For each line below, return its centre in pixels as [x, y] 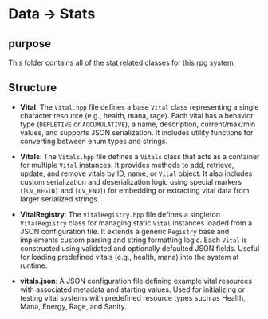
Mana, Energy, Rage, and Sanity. [73, 306]
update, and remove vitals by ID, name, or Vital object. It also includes [136, 173]
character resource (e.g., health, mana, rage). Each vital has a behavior [136, 115]
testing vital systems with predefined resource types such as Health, [132, 297]
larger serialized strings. [59, 199]
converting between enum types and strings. [93, 141]
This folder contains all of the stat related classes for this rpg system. [122, 62]
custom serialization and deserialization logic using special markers [131, 181]
